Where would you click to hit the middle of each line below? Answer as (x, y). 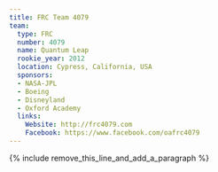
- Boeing (33, 91)
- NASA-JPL (37, 83)
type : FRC (35, 34)
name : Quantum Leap (53, 51)
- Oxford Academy (49, 108)
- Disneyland (41, 100)
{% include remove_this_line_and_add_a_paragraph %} (109, 158)
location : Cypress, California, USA (85, 67)
